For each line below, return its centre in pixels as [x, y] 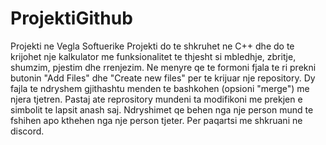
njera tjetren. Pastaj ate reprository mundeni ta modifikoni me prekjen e [156, 99]
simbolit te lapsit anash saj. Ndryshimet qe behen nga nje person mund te [162, 109]
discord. [27, 131]
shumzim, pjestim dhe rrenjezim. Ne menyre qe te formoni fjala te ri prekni [163, 67]
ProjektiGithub [71, 18]
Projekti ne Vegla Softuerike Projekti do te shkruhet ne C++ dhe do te [152, 46]
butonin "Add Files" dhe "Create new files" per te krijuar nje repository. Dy [163, 78]
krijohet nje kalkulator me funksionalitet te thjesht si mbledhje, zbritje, [153, 56]
